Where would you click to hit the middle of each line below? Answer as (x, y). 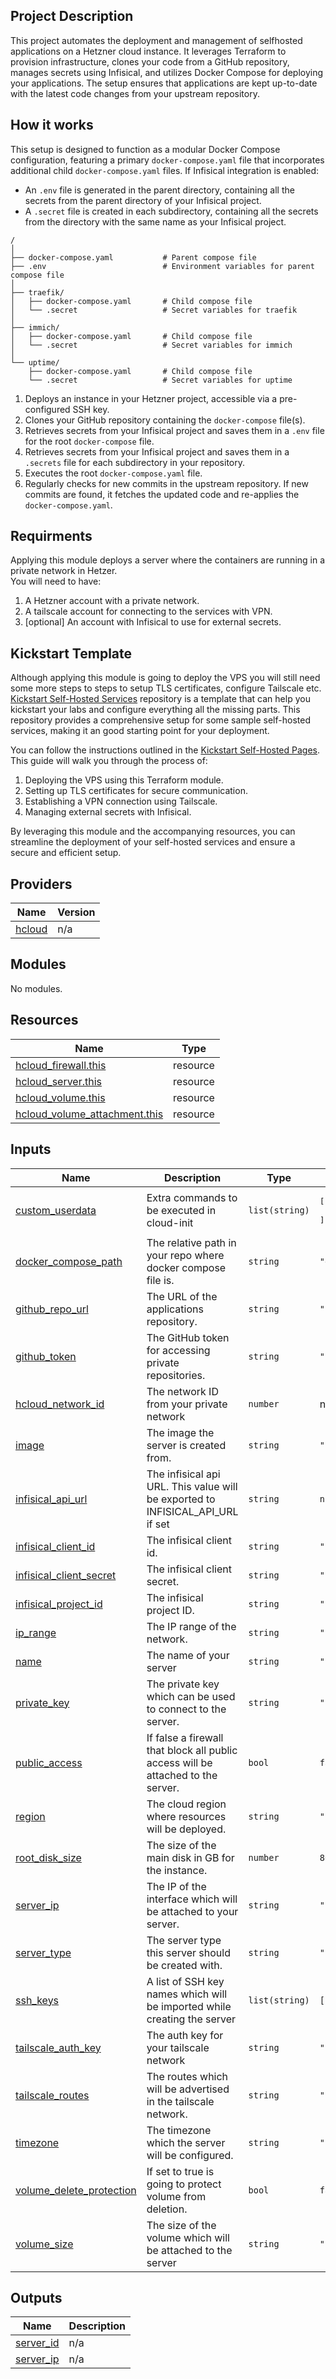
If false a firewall (185, 1737)
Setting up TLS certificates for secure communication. (136, 791)
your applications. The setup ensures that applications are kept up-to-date (164, 83)
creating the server (191, 2019)
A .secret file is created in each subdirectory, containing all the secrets (171, 211)
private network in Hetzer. (64, 571)
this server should (188, 1952)
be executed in (181, 1210)
